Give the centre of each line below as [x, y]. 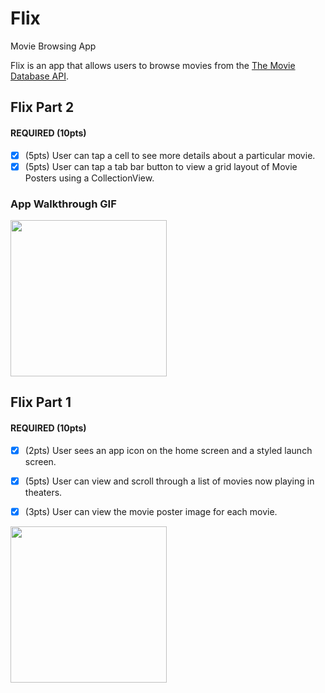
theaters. [43, 492]
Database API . [39, 76]
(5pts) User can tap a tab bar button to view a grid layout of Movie [161, 166]
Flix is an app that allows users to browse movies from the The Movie [153, 65]
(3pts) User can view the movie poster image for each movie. [151, 511]
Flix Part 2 [42, 107]
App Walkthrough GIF [63, 204]
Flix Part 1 [41, 402]
